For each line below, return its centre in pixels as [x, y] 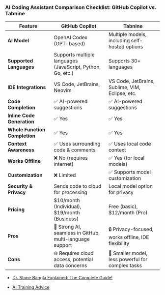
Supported [20, 61]
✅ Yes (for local [126, 158]
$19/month [67, 213]
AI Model [18, 41]
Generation [21, 122]
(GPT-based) [69, 44]
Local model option [131, 186]
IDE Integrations [27, 88]
